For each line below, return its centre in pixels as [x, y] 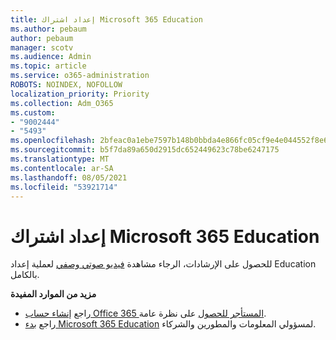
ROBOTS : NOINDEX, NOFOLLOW [66, 85]
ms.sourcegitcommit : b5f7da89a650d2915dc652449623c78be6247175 [145, 150]
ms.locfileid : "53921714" [64, 187]
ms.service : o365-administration [80, 76]
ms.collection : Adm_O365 [62, 103]
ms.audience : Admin [51, 57]
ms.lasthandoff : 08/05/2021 [69, 177]
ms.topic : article [48, 66]
